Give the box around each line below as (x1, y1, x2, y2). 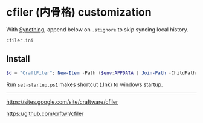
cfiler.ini (6, 37, 34, 43)
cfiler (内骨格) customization (6, 5, 152, 19)
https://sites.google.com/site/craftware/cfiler (6, 98, 118, 106)
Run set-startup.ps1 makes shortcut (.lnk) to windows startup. (6, 81, 163, 88)
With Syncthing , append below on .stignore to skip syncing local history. (6, 25, 189, 33)
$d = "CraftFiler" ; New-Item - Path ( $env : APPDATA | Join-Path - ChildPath (6, 70, 196, 76)
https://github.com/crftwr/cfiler (6, 110, 84, 117)
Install (6, 54, 30, 64)
